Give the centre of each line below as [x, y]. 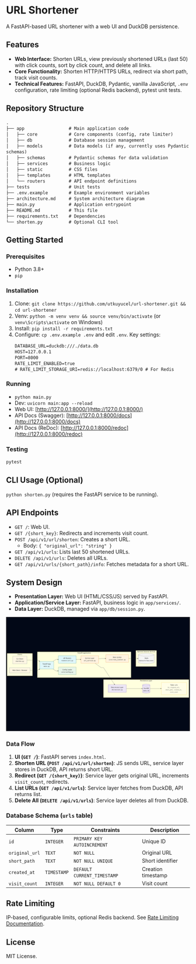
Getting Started [35, 240]
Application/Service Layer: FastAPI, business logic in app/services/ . [98, 602]
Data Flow [20, 744]
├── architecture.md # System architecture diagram [75, 199]
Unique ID [154, 841]
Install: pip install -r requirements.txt [64, 328]
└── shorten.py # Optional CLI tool [62, 222]
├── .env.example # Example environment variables [78, 193]
